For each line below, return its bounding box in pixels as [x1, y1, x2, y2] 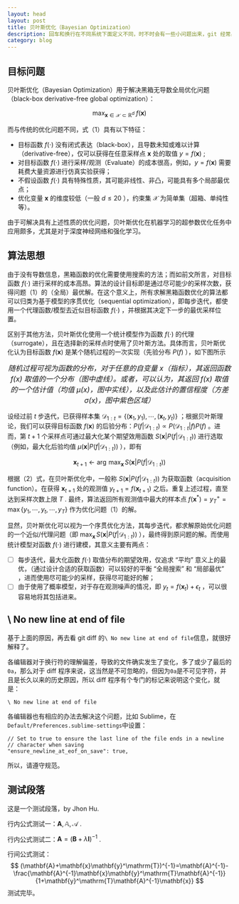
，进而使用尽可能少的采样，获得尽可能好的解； [17, 574, 155, 582]
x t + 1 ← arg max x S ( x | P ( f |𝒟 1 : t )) [73, 457, 166, 468]
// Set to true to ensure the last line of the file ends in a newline [7, 735, 224, 742]
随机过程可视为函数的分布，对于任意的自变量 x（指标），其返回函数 [8, 363, 231, 373]
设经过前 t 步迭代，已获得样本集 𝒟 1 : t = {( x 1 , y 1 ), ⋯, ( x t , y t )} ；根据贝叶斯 [7, 412, 217, 422]
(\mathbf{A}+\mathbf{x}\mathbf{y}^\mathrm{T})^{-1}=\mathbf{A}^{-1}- [20, 861, 229, 870]
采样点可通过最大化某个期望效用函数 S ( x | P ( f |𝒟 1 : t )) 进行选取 [47, 432, 223, 442]
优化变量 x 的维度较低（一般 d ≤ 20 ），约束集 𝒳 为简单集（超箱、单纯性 [17, 193, 229, 202]
